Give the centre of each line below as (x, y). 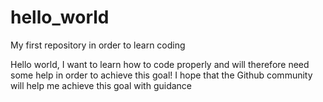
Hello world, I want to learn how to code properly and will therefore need (160, 64)
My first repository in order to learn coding (98, 45)
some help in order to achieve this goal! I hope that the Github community (161, 75)
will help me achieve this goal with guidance (101, 85)
